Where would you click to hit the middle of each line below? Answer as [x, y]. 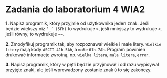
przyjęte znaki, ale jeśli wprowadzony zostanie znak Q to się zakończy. [78, 70]
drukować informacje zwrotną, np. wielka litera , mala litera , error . [78, 55]
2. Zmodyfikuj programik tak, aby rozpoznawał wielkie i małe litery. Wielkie [83, 44]
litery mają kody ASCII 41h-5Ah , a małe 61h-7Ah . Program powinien [75, 49]
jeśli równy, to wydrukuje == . [35, 34]
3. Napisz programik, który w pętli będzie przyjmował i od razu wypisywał [82, 64]
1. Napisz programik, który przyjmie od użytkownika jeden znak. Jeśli [77, 23]
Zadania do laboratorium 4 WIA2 [75, 9]
